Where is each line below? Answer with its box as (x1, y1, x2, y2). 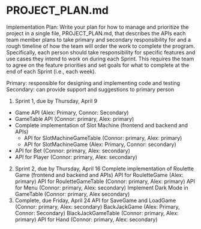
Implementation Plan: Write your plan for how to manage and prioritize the (6, 23, 189, 30)
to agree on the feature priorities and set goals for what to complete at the (6, 61, 190, 69)
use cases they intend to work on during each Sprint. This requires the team (6, 55, 194, 62)
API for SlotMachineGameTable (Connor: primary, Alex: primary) (23, 134, 182, 141)
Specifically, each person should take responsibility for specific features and (6, 48, 196, 56)
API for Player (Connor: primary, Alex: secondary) (14, 153, 138, 160)
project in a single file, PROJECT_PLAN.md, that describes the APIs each (6, 29, 186, 36)
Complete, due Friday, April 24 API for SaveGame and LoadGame (14, 197, 176, 204)
